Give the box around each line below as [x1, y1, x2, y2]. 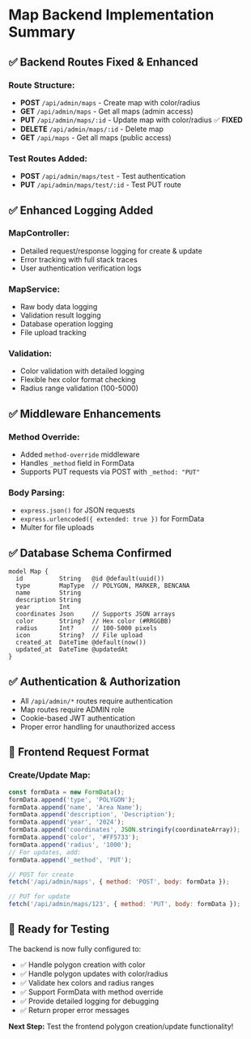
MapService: [8, 283, 61, 295]
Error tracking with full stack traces [19, 254, 138, 264]
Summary [8, 23, 75, 41]
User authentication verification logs [19, 263, 142, 273]
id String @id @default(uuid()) [15, 575, 164, 583]
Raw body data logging [19, 302, 98, 312]
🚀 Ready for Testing [8, 922, 109, 936]
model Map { [8, 568, 49, 576]
